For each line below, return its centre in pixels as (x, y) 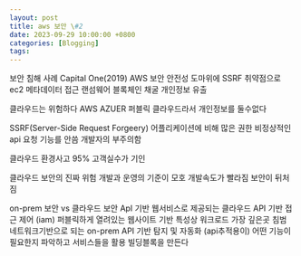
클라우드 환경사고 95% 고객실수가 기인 (78, 158)
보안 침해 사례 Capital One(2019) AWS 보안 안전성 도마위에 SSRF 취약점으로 (145, 79)
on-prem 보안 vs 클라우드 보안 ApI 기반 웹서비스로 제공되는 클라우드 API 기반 (146, 208)
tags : (19, 52)
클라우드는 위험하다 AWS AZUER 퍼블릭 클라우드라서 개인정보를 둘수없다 (138, 109)
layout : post (34, 18)
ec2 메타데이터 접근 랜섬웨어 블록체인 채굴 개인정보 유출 (108, 90)
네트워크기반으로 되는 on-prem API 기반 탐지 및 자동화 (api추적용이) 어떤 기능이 (150, 231)
